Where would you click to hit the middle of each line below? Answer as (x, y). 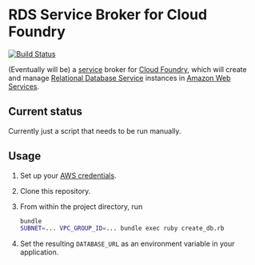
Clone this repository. (55, 191)
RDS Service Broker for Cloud (108, 15)
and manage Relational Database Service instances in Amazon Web (120, 78)
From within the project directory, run (81, 207)
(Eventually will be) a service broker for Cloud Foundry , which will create (127, 69)
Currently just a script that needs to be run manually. (95, 130)
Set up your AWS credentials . (68, 175)
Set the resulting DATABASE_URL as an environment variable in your (127, 244)
